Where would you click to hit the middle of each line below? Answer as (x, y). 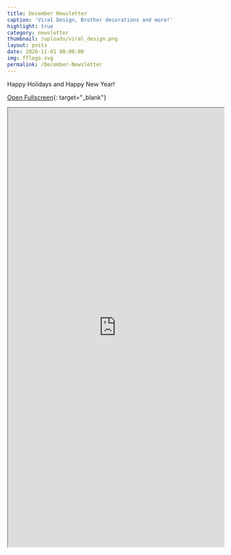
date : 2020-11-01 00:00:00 (46, 52)
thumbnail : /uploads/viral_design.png (62, 39)
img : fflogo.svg (30, 58)
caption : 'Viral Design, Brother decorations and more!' (90, 20)
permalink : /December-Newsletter (55, 64)
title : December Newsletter (47, 13)
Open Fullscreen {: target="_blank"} (57, 97)
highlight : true (30, 26)
